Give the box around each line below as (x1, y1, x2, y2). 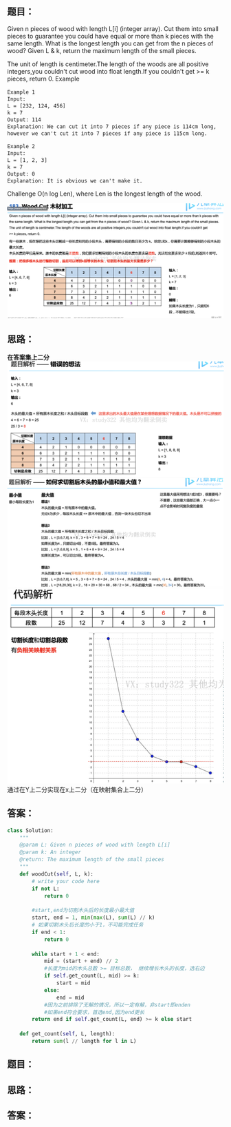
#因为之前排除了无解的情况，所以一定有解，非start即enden (43, 1001, 191, 1009)
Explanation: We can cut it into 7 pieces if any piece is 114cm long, (7, 123, 217, 130)
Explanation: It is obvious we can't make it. (7, 177, 143, 184)
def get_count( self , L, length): (19, 1031, 115, 1037)
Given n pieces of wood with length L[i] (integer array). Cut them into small (7, 24, 219, 32)
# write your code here (32, 878, 100, 885)
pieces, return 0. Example (7, 74, 80, 83)
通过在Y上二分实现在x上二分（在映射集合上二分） (7, 785, 148, 794)
